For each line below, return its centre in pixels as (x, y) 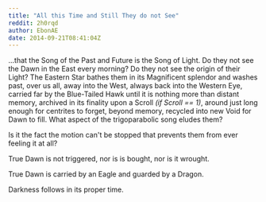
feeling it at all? (33, 143)
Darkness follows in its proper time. (66, 190)
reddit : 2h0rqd (33, 23)
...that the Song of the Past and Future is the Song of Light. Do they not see (131, 60)
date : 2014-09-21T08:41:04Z (55, 38)
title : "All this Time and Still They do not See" (94, 16)
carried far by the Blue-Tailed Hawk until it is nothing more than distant (124, 94)
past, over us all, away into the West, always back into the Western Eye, (125, 86)
